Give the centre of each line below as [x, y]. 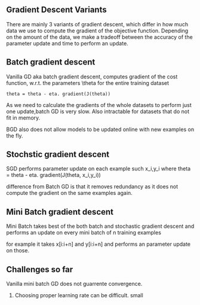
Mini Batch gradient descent [60, 212]
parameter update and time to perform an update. [67, 43]
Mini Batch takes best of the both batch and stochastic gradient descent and [100, 226]
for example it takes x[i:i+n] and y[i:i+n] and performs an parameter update [99, 244]
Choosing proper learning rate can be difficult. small [79, 295]
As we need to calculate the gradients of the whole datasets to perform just [99, 105]
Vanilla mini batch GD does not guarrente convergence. [74, 284]
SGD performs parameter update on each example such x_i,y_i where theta [99, 169]
